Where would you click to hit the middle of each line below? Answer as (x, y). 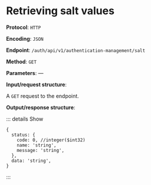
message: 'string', (41, 150)
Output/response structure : (41, 107)
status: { (23, 135)
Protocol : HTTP (24, 27)
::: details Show (25, 119)
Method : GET (22, 61)
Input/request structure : (36, 85)
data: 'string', (31, 161)
